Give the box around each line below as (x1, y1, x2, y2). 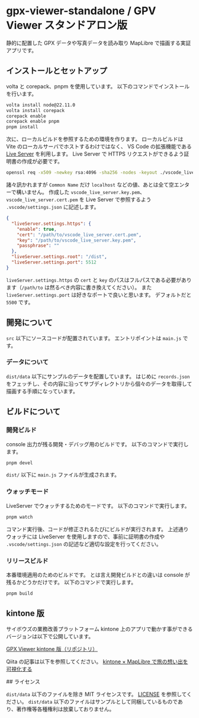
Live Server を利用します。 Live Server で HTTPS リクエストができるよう (6, 150, 184, 158)
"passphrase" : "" (17, 243, 60, 249)
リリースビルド (6, 557, 49, 565)
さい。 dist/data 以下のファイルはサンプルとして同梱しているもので (11, 698, 178, 705)
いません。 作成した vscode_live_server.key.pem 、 (21, 189, 145, 195)
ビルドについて (6, 406, 61, 417)
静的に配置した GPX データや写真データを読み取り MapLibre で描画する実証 (6, 39, 191, 46)
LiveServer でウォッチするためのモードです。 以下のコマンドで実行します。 (6, 502, 190, 509)
